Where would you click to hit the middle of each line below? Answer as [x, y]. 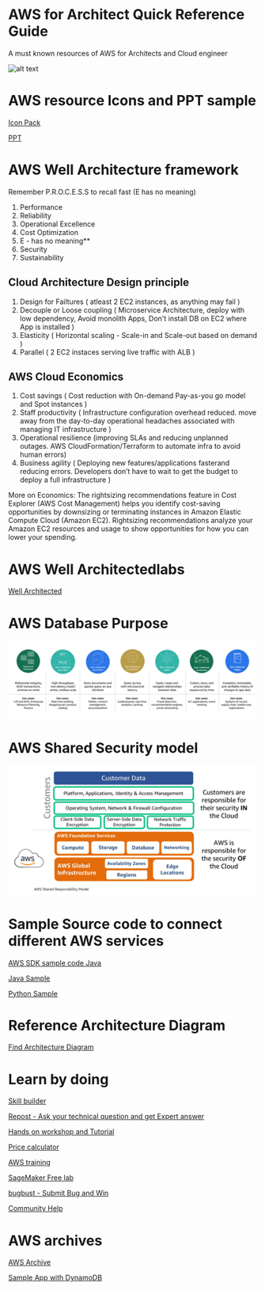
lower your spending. [43, 537]
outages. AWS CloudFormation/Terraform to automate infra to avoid [130, 446]
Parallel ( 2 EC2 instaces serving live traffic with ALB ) [107, 352]
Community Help [36, 1208]
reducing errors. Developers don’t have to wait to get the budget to [129, 472]
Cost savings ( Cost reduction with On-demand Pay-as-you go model [132, 396]
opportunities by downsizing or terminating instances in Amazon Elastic [125, 512]
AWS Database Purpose [88, 623]
